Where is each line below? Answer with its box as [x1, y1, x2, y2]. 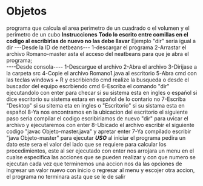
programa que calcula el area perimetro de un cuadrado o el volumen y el [6, 24, 190, 32]
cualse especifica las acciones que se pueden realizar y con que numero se [6, 153, 196, 160]
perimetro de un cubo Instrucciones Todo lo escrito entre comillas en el [6, 30, 189, 38]
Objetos [6, 4, 47, 18]
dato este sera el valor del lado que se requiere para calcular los [6, 140, 167, 148]
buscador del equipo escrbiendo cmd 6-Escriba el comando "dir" [6, 82, 170, 89]
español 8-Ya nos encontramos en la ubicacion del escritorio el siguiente [6, 108, 188, 115]
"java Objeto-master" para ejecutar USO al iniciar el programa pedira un [6, 134, 186, 141]
